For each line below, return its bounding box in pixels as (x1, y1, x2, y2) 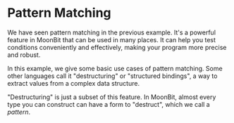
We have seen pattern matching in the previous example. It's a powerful (7, 28, 216, 37)
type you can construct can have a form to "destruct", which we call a (7, 100, 210, 108)
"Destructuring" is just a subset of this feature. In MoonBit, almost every (7, 93, 216, 101)
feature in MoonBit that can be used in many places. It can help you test (7, 35, 216, 44)
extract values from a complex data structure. (7, 79, 140, 87)
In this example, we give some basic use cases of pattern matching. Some (7, 64, 223, 72)
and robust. (7, 51, 41, 59)
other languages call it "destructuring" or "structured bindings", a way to (7, 72, 218, 80)
